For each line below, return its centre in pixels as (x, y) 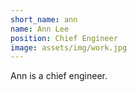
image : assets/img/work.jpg (69, 47)
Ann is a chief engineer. (59, 76)
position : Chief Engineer (64, 38)
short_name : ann (44, 19)
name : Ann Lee (40, 29)
